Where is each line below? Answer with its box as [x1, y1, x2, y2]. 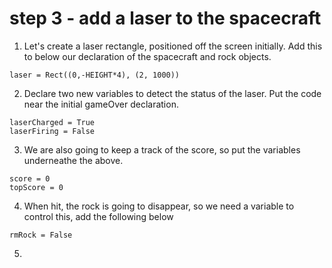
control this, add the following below [23, 210, 174, 222]
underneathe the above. [23, 154, 124, 166]
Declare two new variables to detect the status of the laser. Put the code [23, 87, 322, 99]
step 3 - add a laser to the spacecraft [9, 7, 322, 30]
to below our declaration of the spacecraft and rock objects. [23, 50, 272, 62]
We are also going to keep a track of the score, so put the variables [23, 143, 301, 156]
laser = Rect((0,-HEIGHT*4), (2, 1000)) [9, 70, 181, 80]
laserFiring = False [9, 126, 96, 136]
